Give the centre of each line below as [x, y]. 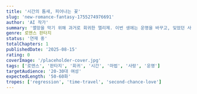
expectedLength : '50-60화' [39, 76]
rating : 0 [18, 55]
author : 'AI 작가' [27, 22]
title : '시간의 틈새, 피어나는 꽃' [44, 11]
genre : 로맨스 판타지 [29, 33]
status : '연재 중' [27, 39]
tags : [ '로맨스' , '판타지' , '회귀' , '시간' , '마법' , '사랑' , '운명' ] [83, 66]
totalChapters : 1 [27, 44]
